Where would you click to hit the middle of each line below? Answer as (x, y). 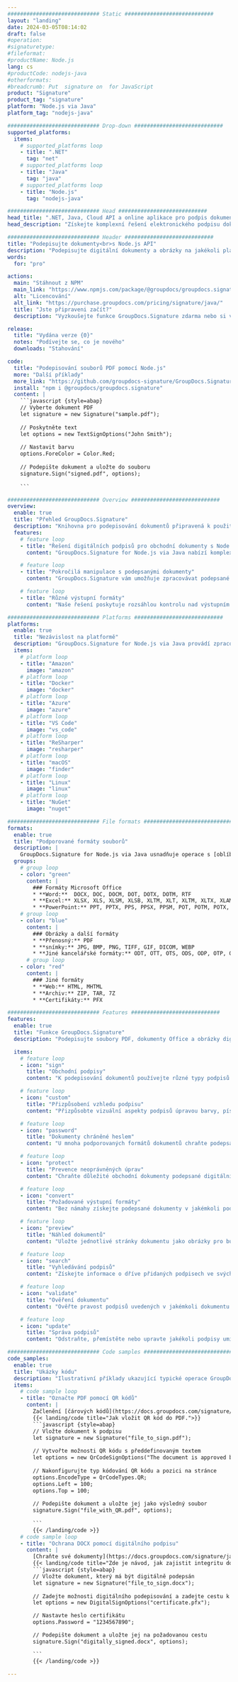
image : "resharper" (55, 750)
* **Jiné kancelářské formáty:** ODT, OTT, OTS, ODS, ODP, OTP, (130, 954)
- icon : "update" (46, 1326)
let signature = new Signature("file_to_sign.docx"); (114, 1583)
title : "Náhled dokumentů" (66, 1235)
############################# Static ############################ (110, 14)
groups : (25, 861)
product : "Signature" (39, 93)
